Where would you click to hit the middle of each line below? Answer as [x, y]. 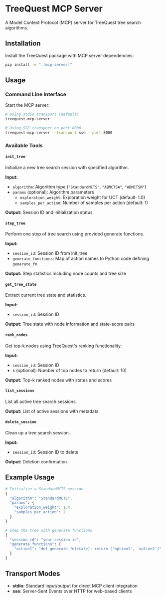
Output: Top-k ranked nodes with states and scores [59, 380]
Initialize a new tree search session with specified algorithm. [67, 167]
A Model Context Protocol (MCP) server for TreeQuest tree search [73, 22]
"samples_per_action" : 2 [40, 512]
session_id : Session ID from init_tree [50, 253]
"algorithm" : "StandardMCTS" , [41, 498]
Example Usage [30, 478]
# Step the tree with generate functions [49, 530]
